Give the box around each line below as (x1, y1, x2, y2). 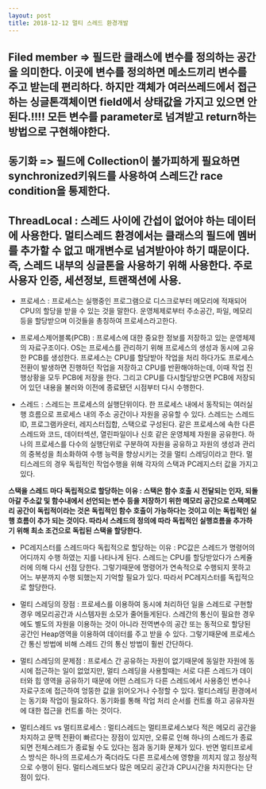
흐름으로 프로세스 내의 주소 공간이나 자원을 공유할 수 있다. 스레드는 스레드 (28, 410, 256, 419)
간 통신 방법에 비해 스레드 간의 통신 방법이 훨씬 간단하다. (19, 639, 194, 649)
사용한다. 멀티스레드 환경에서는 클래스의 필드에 (20, 228, 236, 243)
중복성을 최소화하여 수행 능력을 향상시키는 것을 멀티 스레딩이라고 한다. (28, 449, 245, 459)
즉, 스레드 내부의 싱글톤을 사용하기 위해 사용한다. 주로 (8, 258, 253, 272)
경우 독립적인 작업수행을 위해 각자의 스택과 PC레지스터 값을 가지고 (54, 459, 259, 469)
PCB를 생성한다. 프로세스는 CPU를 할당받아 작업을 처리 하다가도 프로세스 (28, 353, 254, 363)
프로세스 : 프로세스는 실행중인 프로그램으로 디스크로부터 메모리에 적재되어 (19, 296, 248, 306)
